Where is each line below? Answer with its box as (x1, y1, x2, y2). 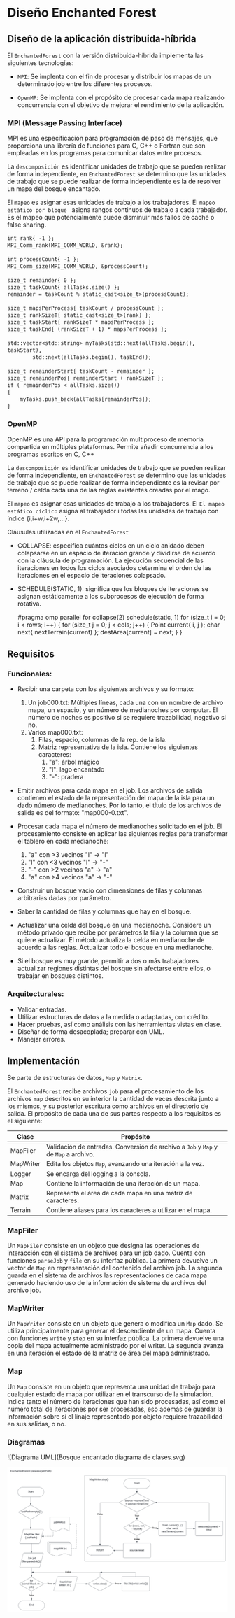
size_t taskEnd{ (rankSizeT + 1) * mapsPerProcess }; (7, 326, 168, 333)
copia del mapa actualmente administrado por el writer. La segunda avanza (7, 1342, 224, 1350)
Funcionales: (7, 669, 52, 679)
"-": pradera (48, 773, 84, 781)
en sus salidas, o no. (7, 1419, 66, 1428)
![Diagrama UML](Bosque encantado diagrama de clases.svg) (7, 1453, 185, 1461)
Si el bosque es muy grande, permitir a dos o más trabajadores (17, 957, 199, 965)
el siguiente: (7, 1117, 43, 1126)
